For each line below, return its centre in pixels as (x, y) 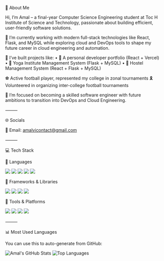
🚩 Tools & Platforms (25, 202)
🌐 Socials (15, 120)
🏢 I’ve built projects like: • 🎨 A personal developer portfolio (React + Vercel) (82, 58)
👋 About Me (17, 8)
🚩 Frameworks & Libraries (32, 182)
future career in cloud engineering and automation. (57, 48)
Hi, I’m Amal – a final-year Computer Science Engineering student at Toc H (82, 17)
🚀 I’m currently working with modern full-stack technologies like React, (78, 38)
